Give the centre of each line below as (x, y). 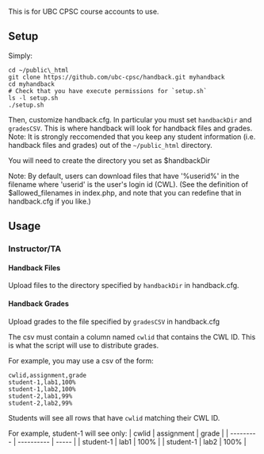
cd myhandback (32, 84)
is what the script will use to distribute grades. (84, 345)
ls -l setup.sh (33, 98)
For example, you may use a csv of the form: (81, 360)
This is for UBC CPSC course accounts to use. (84, 12)
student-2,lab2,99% (40, 403)
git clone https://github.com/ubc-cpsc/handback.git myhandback (117, 77)
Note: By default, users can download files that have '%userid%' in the (124, 176)
